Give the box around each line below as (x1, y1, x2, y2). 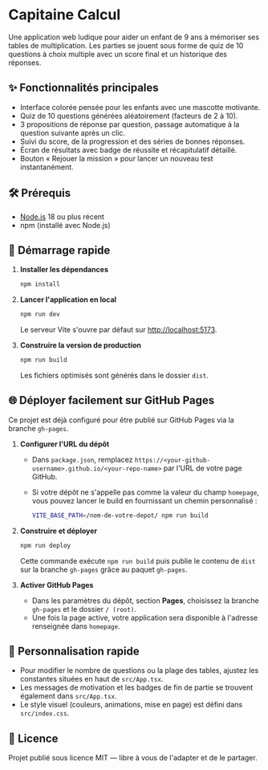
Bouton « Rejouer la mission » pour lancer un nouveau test (19, 153, 214, 163)
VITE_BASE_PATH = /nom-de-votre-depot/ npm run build (31, 511, 209, 519)
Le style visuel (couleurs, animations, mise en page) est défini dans (19, 700, 243, 710)
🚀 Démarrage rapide (8, 243, 111, 257)
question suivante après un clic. (19, 128, 126, 137)
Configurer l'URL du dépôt (19, 439, 110, 449)
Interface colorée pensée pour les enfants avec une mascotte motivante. (19, 102, 261, 112)
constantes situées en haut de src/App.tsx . (19, 674, 164, 684)
